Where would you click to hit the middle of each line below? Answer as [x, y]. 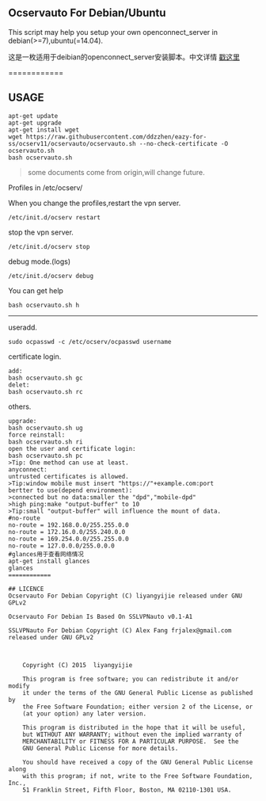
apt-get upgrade [35, 123]
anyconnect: [28, 469]
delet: [19, 385]
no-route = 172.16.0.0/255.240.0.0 [67, 532]
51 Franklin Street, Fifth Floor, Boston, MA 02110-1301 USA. [127, 790]
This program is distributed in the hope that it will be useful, [134, 727]
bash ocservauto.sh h [44, 305]
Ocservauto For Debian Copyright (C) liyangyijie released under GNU [125, 596]
